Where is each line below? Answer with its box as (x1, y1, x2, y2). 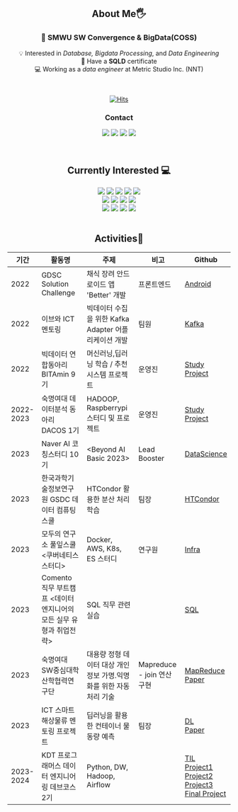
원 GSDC (41, 494, 71, 504)
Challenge (41, 287, 76, 297)
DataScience (184, 449, 227, 459)
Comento (41, 573, 72, 583)
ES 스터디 (86, 554, 118, 564)
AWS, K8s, (86, 543, 122, 553)
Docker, (86, 534, 113, 544)
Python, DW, (86, 762, 129, 772)
